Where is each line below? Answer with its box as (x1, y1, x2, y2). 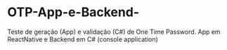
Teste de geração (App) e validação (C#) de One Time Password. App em (7, 27, 221, 36)
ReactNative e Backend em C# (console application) (7, 35, 158, 43)
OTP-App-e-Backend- (7, 4, 139, 20)
